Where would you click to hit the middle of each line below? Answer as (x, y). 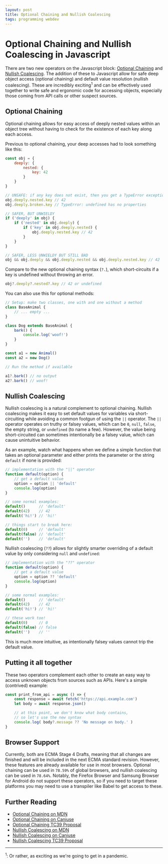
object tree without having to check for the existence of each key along (78, 129)
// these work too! (25, 618)
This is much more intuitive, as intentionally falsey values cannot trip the (79, 641)
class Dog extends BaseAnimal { (39, 326)
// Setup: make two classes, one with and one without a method (73, 303)
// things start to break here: (39, 525)
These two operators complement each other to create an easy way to (78, 675)
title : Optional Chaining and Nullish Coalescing (58, 15)
